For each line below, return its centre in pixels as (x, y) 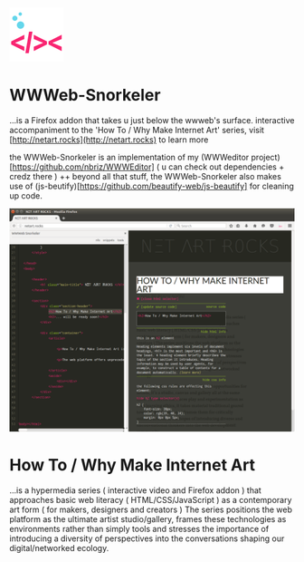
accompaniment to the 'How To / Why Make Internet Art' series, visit (137, 130)
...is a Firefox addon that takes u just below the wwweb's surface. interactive (152, 120)
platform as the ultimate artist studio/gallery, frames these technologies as (148, 518)
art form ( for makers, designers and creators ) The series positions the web (151, 509)
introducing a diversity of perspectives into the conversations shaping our (147, 538)
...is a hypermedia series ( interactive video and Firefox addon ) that (136, 490)
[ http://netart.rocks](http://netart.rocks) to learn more (109, 140)
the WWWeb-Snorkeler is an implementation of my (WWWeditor (129, 157)
